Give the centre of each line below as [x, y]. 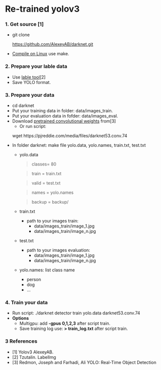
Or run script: [33, 126]
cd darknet [23, 105]
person [34, 280]
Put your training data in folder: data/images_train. [62, 111]
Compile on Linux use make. [40, 54]
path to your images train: [53, 221]
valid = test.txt [46, 183]
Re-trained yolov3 [42, 9]
